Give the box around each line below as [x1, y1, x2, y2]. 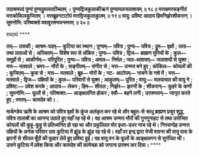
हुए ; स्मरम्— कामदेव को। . [6, 96, 59, 103]
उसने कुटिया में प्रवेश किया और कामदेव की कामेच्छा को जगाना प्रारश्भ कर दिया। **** [6, 141, 161, 148]
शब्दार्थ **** [6, 31, 30, 38]
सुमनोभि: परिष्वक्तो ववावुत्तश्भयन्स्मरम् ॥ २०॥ [6, 19, 89, 26]
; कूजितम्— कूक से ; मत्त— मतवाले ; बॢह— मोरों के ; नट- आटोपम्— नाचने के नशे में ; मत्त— [6, 69, 181, 77]
